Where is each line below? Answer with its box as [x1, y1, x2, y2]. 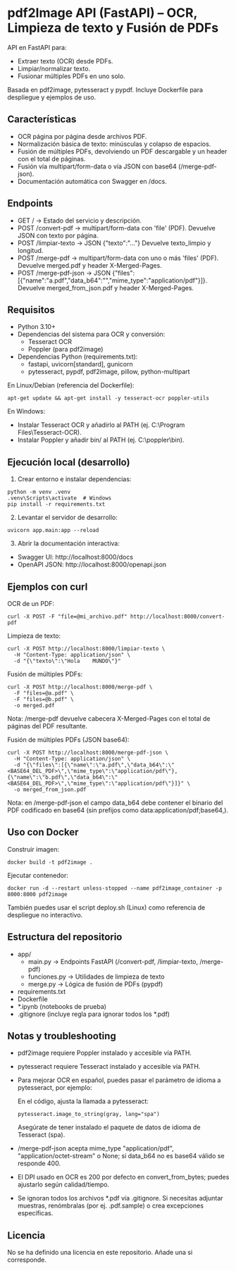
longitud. [17, 246, 44, 254]
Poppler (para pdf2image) [27, 345, 104, 354]
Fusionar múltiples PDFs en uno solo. [17, 72, 125, 80]
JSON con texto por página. [17, 231, 99, 240]
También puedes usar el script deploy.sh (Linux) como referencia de [7, 903, 206, 912]
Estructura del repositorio [7, 931, 123, 943]
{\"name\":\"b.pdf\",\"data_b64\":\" [7, 774, 118, 781]
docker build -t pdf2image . [7, 858, 93, 866]
